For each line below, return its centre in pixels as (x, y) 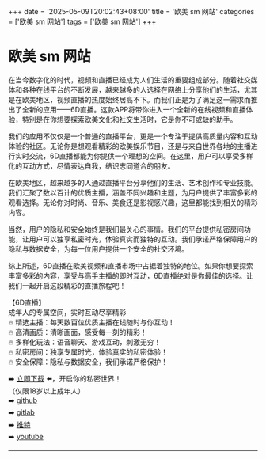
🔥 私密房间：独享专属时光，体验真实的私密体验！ (88, 351)
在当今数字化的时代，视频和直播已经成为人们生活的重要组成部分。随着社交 (129, 80)
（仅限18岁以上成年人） (47, 391)
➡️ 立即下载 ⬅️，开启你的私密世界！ (65, 378)
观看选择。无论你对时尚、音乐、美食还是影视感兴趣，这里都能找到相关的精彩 (133, 202)
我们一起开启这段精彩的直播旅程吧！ (67, 285)
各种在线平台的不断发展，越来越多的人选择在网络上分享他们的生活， (133, 89)
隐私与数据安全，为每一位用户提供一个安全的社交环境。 (98, 248)
